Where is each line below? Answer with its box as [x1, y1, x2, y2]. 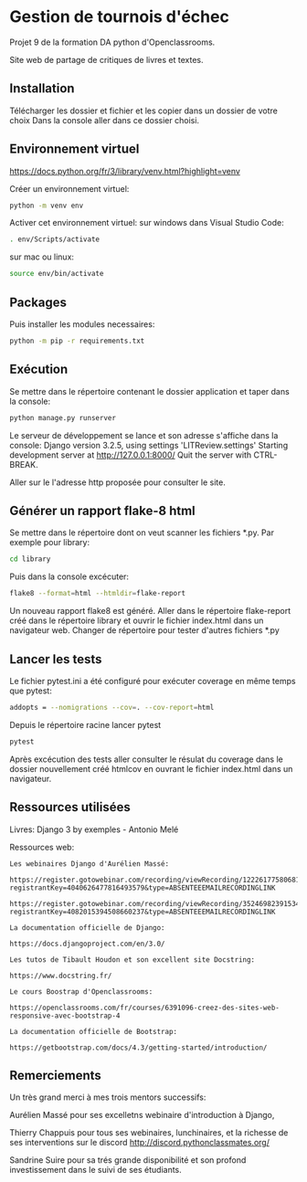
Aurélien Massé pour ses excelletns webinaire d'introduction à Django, [9, 1110, 275, 1121]
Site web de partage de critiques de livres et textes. [9, 54, 204, 65]
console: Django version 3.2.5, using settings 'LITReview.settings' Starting [9, 439, 289, 450]
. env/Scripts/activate [9, 235, 101, 244]
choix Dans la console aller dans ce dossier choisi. [9, 114, 199, 125]
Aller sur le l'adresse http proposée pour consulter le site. [9, 477, 226, 488]
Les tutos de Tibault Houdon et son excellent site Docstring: [9, 955, 256, 965]
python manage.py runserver [9, 413, 117, 422]
